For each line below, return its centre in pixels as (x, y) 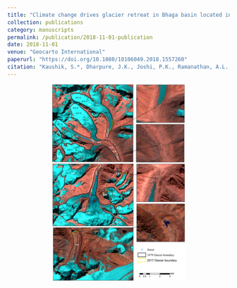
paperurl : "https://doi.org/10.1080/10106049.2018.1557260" (98, 60)
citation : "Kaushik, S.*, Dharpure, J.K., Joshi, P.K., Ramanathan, (110, 67)
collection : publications (45, 22)
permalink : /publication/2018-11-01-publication (80, 37)
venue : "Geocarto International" (56, 52)
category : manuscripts (41, 30)
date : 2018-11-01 (33, 45)
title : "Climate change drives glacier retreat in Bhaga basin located (115, 15)
